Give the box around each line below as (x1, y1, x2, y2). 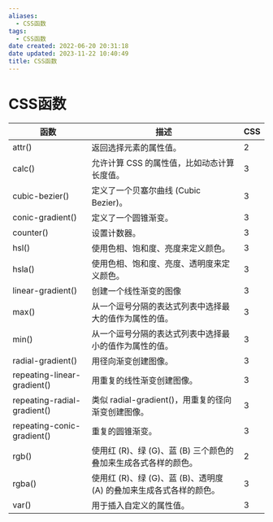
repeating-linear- (12, 369, 81, 381)
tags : (8, 27, 27, 35)
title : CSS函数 (8, 58, 58, 66)
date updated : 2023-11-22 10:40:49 (8, 50, 129, 58)
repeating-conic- (12, 420, 81, 431)
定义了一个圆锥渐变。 (91, 212, 173, 224)
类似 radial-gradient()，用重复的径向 (91, 394, 232, 405)
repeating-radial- (12, 394, 81, 406)
